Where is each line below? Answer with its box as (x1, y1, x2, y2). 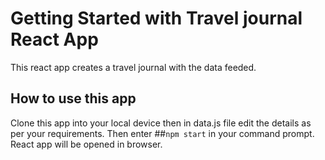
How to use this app (10, 90, 137, 107)
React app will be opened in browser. (10, 138, 163, 150)
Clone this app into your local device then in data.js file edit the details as (10, 117, 312, 129)
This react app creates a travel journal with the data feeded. (10, 61, 257, 73)
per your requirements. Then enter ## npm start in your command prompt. (10, 127, 315, 139)
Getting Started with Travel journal (10, 7, 303, 30)
